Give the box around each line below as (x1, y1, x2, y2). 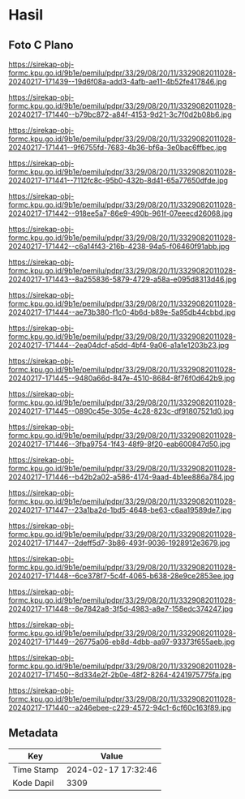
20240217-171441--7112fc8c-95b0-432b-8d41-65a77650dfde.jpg (8, 176, 229, 185)
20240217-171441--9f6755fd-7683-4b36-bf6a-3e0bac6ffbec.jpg (8, 143, 227, 152)
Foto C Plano (8, 38, 74, 52)
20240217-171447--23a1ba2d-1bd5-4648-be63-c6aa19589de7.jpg (8, 505, 232, 514)
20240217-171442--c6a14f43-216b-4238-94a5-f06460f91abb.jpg (8, 242, 230, 251)
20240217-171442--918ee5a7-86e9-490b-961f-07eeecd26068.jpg (8, 208, 233, 218)
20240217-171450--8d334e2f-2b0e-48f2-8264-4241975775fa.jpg (8, 670, 232, 679)
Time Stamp (12, 764, 59, 775)
